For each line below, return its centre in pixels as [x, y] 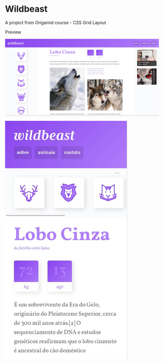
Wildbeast [26, 9]
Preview [13, 32]
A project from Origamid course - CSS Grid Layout [56, 23]
